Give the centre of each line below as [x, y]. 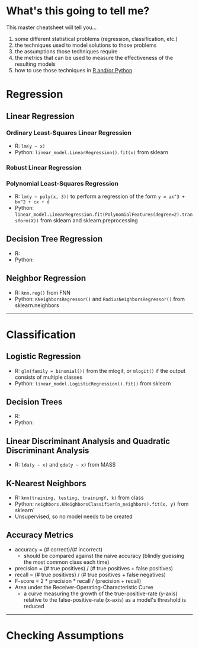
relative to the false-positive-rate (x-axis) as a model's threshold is [105, 599]
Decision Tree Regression [54, 239]
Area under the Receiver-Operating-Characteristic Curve [84, 587]
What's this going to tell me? [78, 11]
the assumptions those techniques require [66, 51]
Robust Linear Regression [44, 167]
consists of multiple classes [49, 377]
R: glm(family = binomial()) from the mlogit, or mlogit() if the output [100, 371]
